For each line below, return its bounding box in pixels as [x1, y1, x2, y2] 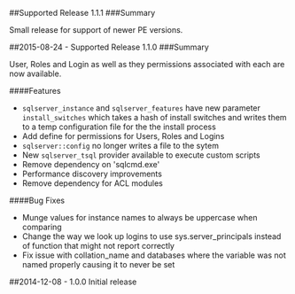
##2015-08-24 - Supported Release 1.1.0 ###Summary [9, 42, 210, 52]
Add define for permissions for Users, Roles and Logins [21, 131, 225, 141]
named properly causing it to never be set [21, 259, 175, 269]
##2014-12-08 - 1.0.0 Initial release [9, 276, 137, 287]
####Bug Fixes [9, 195, 65, 205]
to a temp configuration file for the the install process [21, 121, 217, 132]
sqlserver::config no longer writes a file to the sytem [21, 141, 220, 151]
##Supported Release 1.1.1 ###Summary [9, 8, 156, 18]
